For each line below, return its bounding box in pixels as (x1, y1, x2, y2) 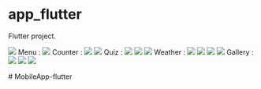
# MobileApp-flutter (8, 72, 73, 81)
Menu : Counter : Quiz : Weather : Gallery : (17, 47, 254, 56)
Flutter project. (8, 31, 57, 41)
